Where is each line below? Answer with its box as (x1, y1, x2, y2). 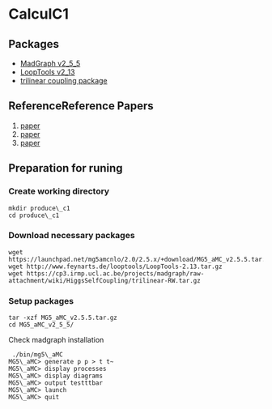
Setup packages (8, 295, 74, 306)
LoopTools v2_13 (19, 67, 75, 77)
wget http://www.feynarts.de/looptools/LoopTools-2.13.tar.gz (8, 262, 223, 271)
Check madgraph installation (8, 335, 104, 345)
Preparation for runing (8, 161, 123, 175)
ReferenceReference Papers (8, 99, 154, 113)
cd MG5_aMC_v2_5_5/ (8, 321, 74, 329)
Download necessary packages (8, 230, 135, 241)
